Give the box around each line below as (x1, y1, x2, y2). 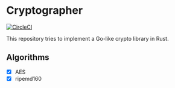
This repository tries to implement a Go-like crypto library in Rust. (6, 35, 169, 42)
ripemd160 (14, 75, 42, 82)
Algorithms (6, 52, 49, 63)
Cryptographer (6, 4, 83, 17)
